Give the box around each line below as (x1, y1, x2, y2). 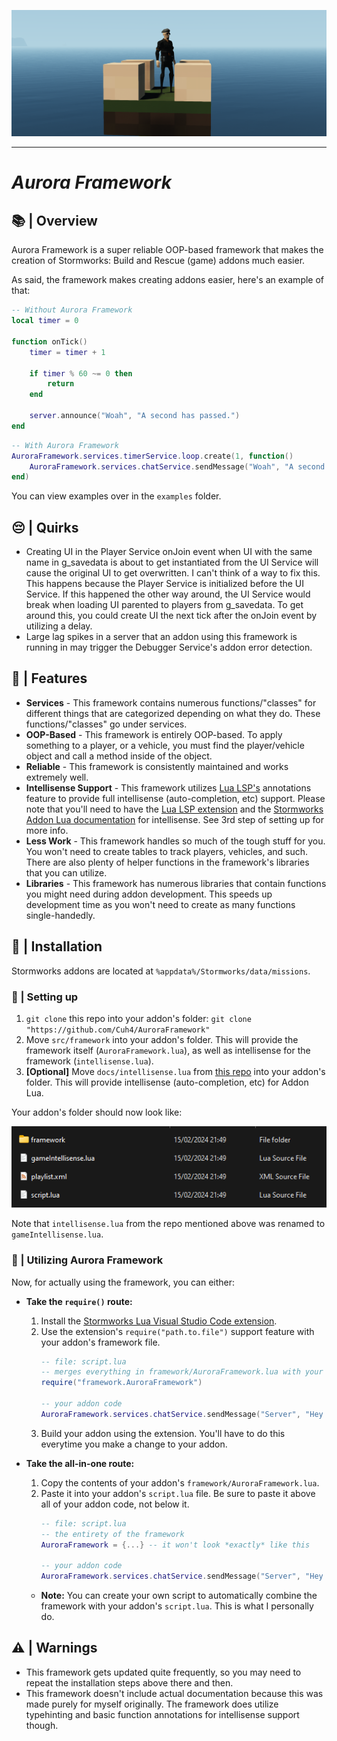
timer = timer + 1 (29, 347, 106, 357)
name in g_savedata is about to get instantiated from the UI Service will (25, 556, 319, 569)
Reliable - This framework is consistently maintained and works (25, 760, 289, 772)
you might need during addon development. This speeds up (25, 888, 273, 900)
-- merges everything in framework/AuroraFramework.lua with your (40, 1367, 324, 1377)
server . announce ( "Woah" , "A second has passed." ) (29, 411, 241, 421)
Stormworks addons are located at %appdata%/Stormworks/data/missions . (11, 965, 311, 977)
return (47, 379, 75, 389)
